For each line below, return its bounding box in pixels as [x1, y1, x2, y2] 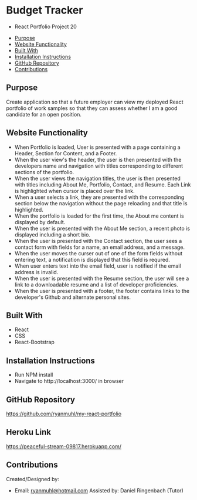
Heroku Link [6, 427, 52, 437]
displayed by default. [14, 218, 66, 225]
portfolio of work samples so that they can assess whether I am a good [6, 104, 178, 112]
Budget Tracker [6, 4, 83, 17]
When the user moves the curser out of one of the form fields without [14, 249, 183, 256]
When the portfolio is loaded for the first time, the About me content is [14, 212, 184, 219]
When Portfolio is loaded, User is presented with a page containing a [14, 144, 181, 151]
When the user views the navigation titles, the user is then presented [14, 175, 181, 182]
